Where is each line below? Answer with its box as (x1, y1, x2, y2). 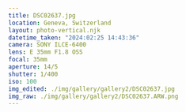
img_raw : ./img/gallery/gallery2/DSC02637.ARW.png (8, 92, 179, 100)
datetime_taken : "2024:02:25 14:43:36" (8, 33, 140, 42)
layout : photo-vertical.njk (8, 26, 101, 34)
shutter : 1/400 (8, 70, 59, 78)
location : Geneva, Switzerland (8, 19, 112, 27)
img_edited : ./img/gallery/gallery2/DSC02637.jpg (8, 84, 176, 93)
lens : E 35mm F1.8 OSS (8, 48, 83, 56)
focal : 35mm (8, 56, 47, 64)
